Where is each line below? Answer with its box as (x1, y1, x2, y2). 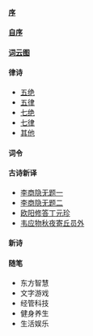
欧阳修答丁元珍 (19, 208, 70, 218)
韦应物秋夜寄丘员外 (19, 218, 85, 227)
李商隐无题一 (19, 187, 63, 197)
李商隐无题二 (19, 197, 63, 207)
